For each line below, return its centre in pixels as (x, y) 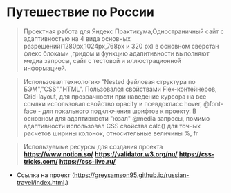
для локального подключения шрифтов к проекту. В (120, 111)
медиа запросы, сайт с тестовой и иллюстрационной (102, 60)
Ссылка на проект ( (45, 175)
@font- (213, 103)
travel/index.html (40, 182)
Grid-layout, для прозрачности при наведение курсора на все (115, 96)
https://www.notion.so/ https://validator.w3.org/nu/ (100, 154)
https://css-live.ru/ (87, 161)
